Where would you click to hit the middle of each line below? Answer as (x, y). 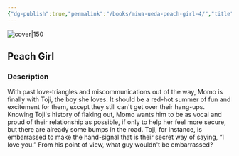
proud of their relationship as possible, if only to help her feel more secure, (117, 122)
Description (28, 77)
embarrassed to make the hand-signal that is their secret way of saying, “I (116, 137)
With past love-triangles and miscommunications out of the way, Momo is (115, 92)
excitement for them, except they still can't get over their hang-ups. (106, 107)
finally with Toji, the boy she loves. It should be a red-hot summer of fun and (119, 99)
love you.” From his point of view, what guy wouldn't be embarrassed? (110, 145)
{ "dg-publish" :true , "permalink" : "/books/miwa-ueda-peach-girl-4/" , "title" (121, 14)
